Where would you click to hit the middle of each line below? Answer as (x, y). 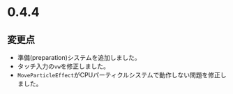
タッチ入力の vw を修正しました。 (63, 66)
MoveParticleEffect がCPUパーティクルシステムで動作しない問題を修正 (119, 75)
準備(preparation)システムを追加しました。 (79, 57)
